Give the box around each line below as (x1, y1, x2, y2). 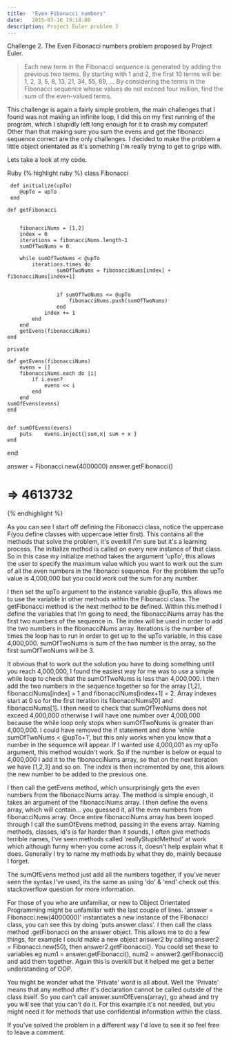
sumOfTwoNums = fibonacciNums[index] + (56, 267, 171, 274)
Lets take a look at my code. (7, 156, 88, 164)
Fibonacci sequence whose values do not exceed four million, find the (23, 84, 223, 93)
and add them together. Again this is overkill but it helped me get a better (7, 958, 214, 966)
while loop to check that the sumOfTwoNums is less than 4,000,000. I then (7, 675, 219, 683)
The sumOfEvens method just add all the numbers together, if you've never (7, 870, 221, 879)
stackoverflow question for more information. (7, 885, 136, 893)
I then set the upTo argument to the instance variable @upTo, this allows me (7, 587, 223, 596)
